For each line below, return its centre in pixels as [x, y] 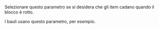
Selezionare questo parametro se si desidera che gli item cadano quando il [79, 7]
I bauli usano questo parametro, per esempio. [50, 22]
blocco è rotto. [19, 12]
